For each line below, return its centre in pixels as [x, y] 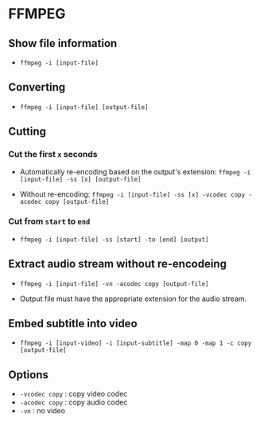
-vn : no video [43, 411]
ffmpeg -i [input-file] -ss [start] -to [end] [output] [114, 240]
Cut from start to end [49, 221]
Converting [37, 87]
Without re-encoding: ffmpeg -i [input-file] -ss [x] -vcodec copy [132, 194]
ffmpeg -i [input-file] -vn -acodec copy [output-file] [114, 283]
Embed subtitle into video [73, 324]
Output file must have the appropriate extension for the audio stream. [133, 299]
